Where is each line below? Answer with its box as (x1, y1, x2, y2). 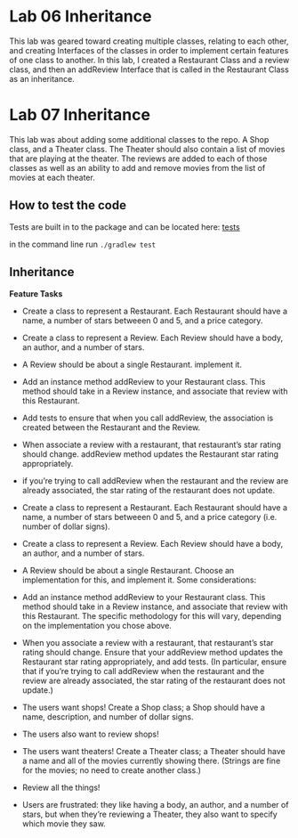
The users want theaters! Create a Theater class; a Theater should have (21, 745, 286, 756)
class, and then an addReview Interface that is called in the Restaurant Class (9, 64, 289, 75)
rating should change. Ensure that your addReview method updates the (21, 647, 283, 657)
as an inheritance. (9, 73, 76, 84)
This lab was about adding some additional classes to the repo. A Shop (9, 134, 270, 144)
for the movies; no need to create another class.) (21, 764, 202, 776)
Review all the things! (21, 782, 101, 793)
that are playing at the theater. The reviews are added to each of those (9, 153, 268, 164)
